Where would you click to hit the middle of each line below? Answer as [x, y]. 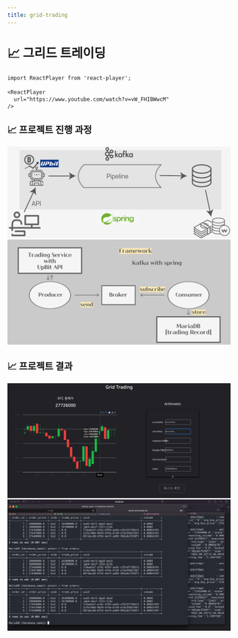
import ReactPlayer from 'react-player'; [69, 78]
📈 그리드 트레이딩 [57, 53]
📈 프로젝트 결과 [40, 367]
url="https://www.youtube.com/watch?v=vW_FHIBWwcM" [92, 99]
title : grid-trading [38, 15]
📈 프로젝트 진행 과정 [50, 130]
